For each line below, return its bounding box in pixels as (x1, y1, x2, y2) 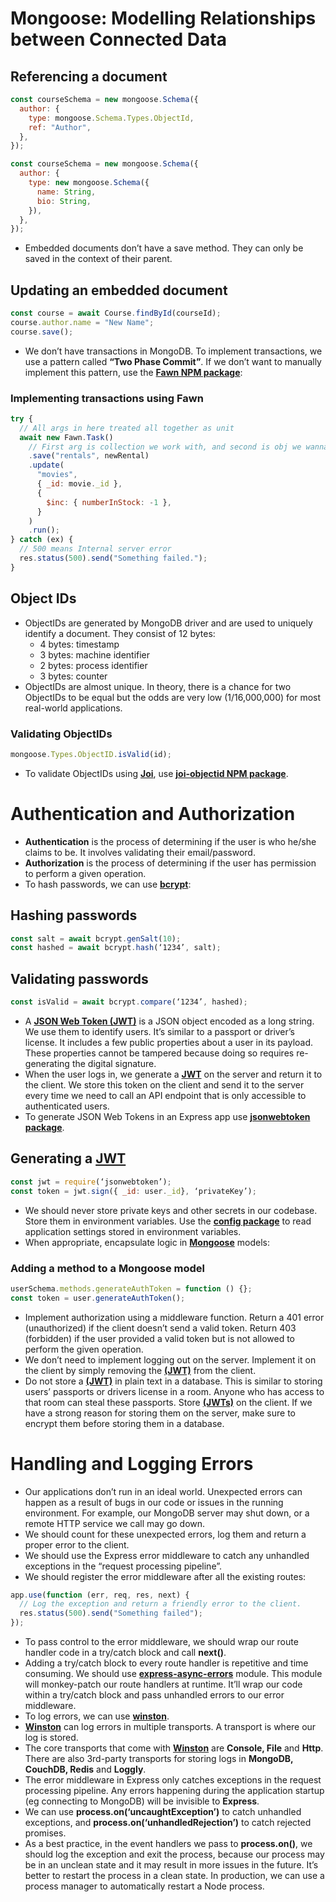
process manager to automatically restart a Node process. (24, 1880, 265, 1892)
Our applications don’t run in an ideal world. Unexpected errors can (24, 1485, 303, 1497)
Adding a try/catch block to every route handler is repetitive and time (24, 1657, 309, 1669)
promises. (24, 1827, 67, 1839)
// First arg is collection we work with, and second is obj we (28, 442, 302, 452)
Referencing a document (10, 68, 168, 85)
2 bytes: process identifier (39, 659, 148, 671)
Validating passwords (10, 970, 149, 987)
